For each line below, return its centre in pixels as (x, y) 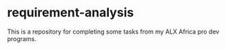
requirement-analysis (71, 13)
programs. (22, 38)
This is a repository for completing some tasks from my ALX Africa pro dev (113, 32)
